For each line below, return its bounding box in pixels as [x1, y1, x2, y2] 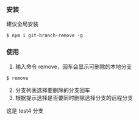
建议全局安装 [6, 20, 38, 28]
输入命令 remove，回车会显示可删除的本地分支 [15, 63, 132, 70]
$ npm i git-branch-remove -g [6, 32, 84, 39]
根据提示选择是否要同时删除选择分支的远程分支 [15, 94, 133, 101]
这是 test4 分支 [6, 107, 44, 114]
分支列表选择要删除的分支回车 [15, 86, 90, 94]
